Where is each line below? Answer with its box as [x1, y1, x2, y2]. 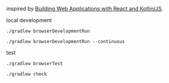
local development [6, 17, 52, 23]
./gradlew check [6, 71, 47, 77]
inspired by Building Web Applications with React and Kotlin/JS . [6, 5, 164, 12]
